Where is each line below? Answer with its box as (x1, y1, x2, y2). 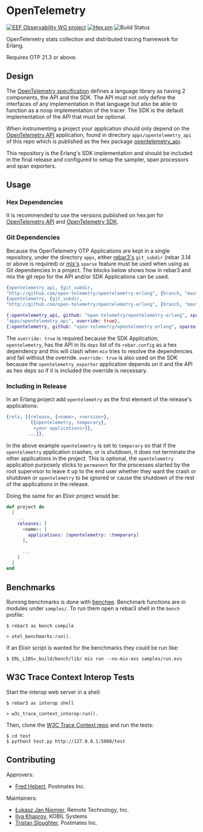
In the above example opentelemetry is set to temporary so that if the (6, 442, 176, 449)
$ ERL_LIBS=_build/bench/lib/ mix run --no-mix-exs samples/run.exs (6, 656, 182, 662)
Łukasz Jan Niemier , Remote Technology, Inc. (14, 806, 129, 813)
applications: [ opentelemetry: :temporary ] (28, 532, 139, 538)
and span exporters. (6, 162, 57, 170)
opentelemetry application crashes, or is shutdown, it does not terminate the (6, 448, 195, 455)
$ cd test (6, 733, 31, 739)
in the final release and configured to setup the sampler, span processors (6, 156, 189, 163)
